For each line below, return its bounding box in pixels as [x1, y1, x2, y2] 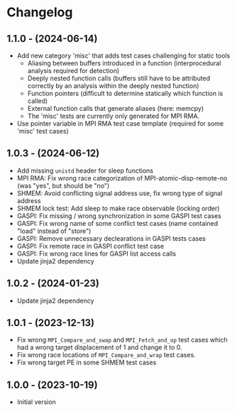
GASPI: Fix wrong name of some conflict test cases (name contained [16, 219, 219, 227]
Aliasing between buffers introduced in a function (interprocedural [27, 59, 221, 67]
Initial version [16, 398, 56, 406]
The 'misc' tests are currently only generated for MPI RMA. [27, 112, 200, 120]
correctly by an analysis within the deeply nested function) [27, 82, 199, 90]
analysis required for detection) [27, 67, 120, 75]
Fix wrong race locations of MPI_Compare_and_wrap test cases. [16, 351, 196, 359]
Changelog [6, 4, 73, 21]
